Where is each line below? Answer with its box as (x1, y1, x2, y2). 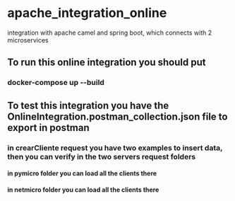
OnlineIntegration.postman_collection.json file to (7, 110, 228, 122)
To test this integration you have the (7, 99, 169, 111)
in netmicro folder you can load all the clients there (7, 185, 159, 194)
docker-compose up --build (7, 78, 104, 88)
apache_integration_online (7, 5, 167, 21)
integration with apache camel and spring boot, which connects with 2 (7, 28, 212, 37)
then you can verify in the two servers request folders (7, 151, 196, 161)
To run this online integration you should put (7, 57, 206, 69)
